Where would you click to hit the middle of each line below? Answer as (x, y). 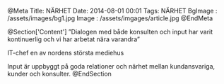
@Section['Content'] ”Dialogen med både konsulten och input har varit (110, 32)
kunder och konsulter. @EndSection (59, 74)
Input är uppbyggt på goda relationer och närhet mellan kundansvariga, (111, 66)
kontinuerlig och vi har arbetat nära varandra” (73, 39)
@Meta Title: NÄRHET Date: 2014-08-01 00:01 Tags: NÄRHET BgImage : (112, 11)
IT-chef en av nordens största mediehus (66, 53)
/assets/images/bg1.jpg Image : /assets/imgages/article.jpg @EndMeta (110, 18)
